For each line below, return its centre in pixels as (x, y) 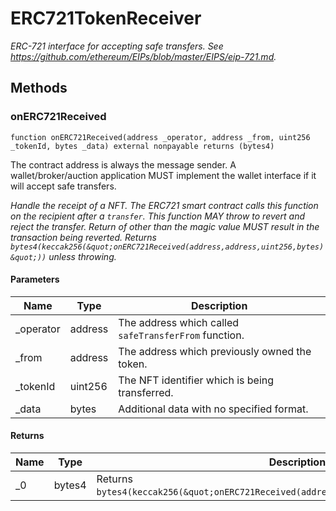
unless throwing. (82, 256)
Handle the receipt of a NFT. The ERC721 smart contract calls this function (164, 205)
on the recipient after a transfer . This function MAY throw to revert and (158, 216)
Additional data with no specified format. (213, 409)
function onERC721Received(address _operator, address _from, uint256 (160, 137)
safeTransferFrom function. (181, 335)
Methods (39, 88)
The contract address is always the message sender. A (123, 164)
